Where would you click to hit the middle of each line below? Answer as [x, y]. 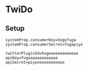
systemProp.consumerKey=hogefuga [41, 40]
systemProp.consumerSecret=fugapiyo [44, 44]
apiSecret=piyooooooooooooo [35, 62]
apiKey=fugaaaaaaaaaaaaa [32, 58]
